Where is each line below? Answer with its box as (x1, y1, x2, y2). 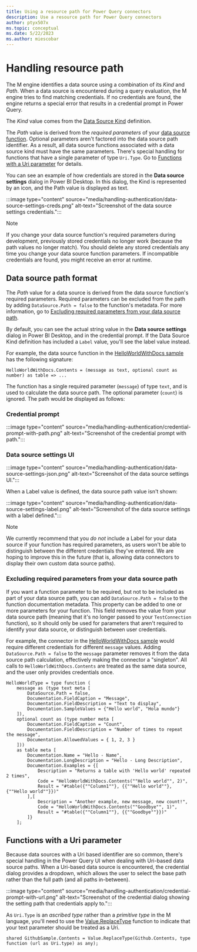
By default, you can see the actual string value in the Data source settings (6, 325, 187, 332)
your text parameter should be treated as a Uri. (6, 924, 120, 931)
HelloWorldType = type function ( (6, 680, 91, 686)
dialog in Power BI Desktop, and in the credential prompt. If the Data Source (6, 332, 189, 339)
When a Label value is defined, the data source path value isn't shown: (6, 488, 178, 495)
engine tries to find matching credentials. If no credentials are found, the (6, 93, 182, 100)
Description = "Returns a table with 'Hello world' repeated (37, 768, 191, 774)
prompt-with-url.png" (6, 894, 58, 901)
